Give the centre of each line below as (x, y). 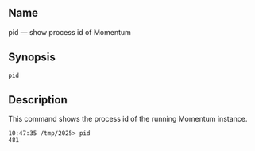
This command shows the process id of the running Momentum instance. (128, 119)
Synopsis (32, 58)
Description (38, 100)
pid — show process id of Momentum (70, 32)
